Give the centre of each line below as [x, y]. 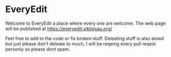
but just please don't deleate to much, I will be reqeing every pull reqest [81, 43]
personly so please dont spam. [38, 49]
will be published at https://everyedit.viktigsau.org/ [59, 28]
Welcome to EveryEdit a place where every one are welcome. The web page [86, 23]
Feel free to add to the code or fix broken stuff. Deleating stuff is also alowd [85, 38]
